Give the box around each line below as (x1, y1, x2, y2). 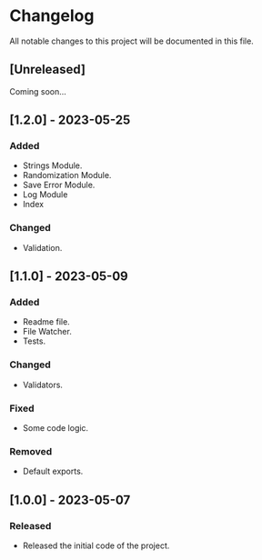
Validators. (22, 379, 64, 390)
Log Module (22, 189, 68, 200)
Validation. (22, 242, 63, 253)
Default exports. (22, 465, 84, 477)
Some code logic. (22, 423, 89, 434)
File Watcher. (22, 326, 73, 337)
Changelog (9, 5, 95, 26)
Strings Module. (22, 160, 83, 171)
